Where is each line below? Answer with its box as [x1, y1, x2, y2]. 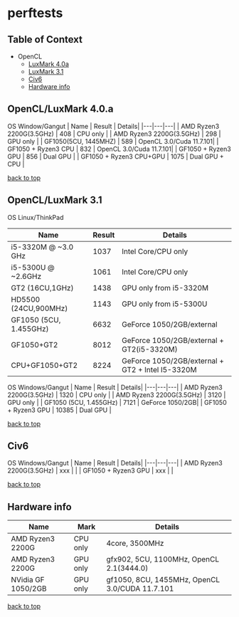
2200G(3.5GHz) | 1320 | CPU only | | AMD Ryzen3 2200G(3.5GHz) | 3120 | [7, 390, 226, 399]
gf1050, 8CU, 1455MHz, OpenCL [106, 575, 221, 585]
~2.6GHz [11, 271, 42, 281]
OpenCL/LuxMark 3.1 [7, 194, 102, 206]
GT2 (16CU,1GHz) [11, 283, 74, 292]
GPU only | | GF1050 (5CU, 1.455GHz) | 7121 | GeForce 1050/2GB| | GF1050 [7, 398, 227, 406]
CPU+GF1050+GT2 [11, 360, 78, 370]
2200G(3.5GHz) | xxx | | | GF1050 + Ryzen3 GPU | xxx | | [7, 466, 174, 475]
